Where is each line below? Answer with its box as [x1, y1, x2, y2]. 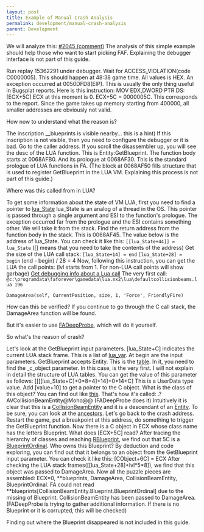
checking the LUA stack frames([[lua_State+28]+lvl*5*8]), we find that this [6, 461, 195, 469]
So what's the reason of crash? [6, 333, 85, 341]
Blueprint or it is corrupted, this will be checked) [6, 507, 127, 514]
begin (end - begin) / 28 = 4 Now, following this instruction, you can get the [6, 257, 195, 264]
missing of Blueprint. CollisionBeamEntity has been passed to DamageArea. [6, 494, 196, 502]
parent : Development [6, 26, 59, 32]
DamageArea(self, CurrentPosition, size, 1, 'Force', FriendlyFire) [6, 293, 184, 299]
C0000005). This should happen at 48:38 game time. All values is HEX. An [6, 74, 194, 81]
